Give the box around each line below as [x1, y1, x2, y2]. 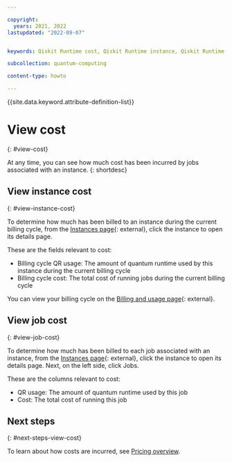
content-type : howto [7, 73, 67, 80]
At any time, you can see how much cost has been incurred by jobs [7, 158, 199, 166]
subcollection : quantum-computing [7, 60, 107, 67]
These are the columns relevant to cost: [7, 375, 121, 383]
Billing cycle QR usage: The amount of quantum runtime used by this [17, 259, 213, 267]
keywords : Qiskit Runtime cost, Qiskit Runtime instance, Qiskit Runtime [7, 48, 225, 55]
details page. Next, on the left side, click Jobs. [7, 361, 140, 369]
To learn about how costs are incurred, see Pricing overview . [7, 447, 181, 456]
